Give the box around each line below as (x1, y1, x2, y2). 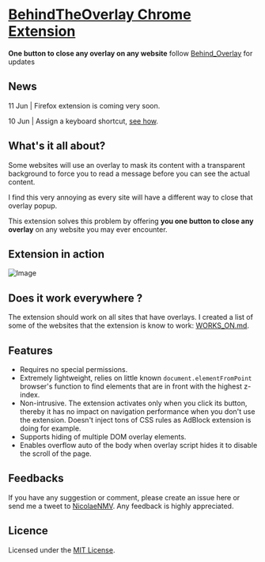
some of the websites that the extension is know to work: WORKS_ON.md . (8, 321, 249, 330)
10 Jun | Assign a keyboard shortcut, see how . (8, 116, 159, 126)
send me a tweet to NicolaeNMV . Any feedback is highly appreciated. (8, 501, 234, 511)
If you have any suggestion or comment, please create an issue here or (8, 492, 240, 502)
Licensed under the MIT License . (8, 545, 115, 555)
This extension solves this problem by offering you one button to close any (8, 216, 254, 226)
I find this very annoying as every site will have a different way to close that (8, 192, 253, 202)
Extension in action (8, 247, 105, 260)
